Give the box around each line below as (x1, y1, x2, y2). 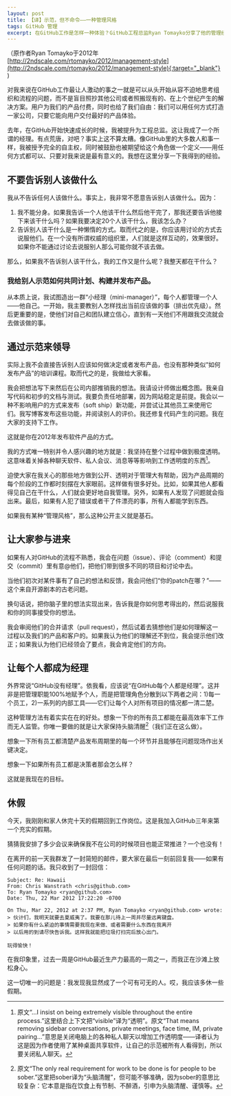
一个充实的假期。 (7, 825, 56, 833)
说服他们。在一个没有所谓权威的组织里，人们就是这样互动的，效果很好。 (16, 234, 222, 242)
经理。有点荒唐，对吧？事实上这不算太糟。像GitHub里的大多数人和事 (19, 135, 214, 143)
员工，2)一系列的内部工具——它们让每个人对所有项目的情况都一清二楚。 (12, 699, 218, 707)
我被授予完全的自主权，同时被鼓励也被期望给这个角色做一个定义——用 (19, 143, 218, 151)
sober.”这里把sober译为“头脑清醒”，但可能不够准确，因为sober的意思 (16, 1073, 214, 1081)
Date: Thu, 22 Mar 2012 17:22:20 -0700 (7, 894, 122, 902)
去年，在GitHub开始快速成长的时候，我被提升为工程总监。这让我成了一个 (7, 126, 214, 134)
